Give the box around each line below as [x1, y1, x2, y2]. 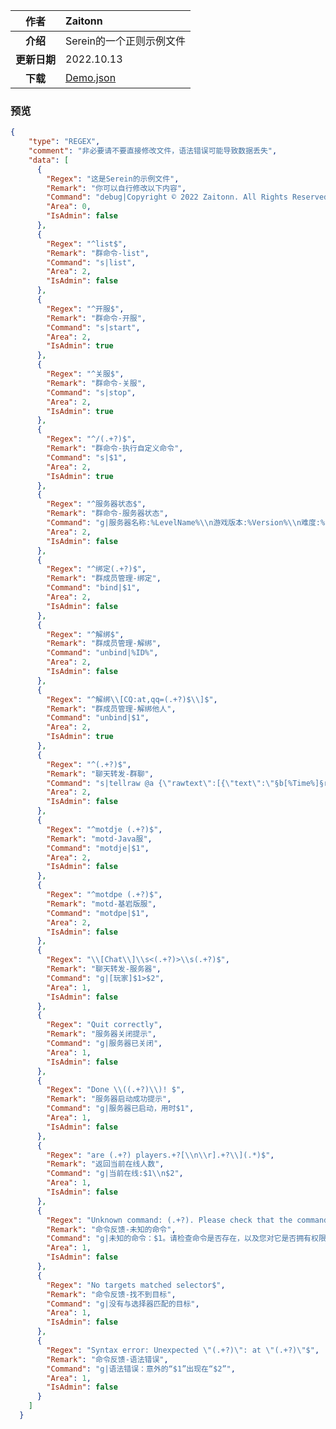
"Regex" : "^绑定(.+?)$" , [46, 564, 147, 574]
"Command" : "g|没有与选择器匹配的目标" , [46, 1299, 200, 1309]
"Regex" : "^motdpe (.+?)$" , [46, 890, 163, 900]
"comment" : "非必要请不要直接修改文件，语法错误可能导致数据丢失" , [28, 146, 278, 156]
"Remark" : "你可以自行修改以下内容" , [46, 183, 187, 193]
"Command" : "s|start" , [46, 322, 141, 333]
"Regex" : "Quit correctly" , [46, 1020, 163, 1030]
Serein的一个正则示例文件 [65, 34, 187, 48]
